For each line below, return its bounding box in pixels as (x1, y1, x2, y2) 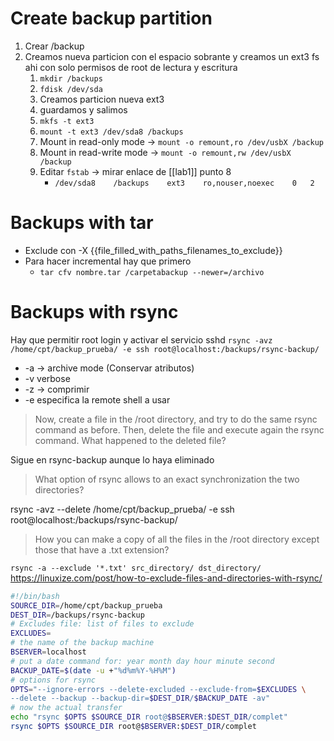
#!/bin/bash (10, 591, 60, 601)
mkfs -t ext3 (39, 116, 95, 126)
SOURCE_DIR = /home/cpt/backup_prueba (10, 600, 163, 611)
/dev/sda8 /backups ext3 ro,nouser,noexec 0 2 (54, 178, 315, 188)
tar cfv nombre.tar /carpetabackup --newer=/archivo (39, 267, 265, 277)
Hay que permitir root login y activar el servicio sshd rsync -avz (10, 333, 273, 346)
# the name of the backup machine (10, 638, 155, 648)
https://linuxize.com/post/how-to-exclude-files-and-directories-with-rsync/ (10, 572, 323, 584)
